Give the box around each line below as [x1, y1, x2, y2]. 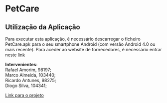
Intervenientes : [5, 62, 38, 67]
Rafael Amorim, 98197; [5, 67, 51, 73]
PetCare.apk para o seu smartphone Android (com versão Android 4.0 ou [5, 41, 156, 47]
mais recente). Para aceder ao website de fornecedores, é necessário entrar [5, 47, 162, 52]
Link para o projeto [5, 93, 44, 98]
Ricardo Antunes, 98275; [5, 78, 56, 83]
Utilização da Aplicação [5, 23, 81, 31]
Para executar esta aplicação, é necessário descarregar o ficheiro [5, 36, 141, 42]
